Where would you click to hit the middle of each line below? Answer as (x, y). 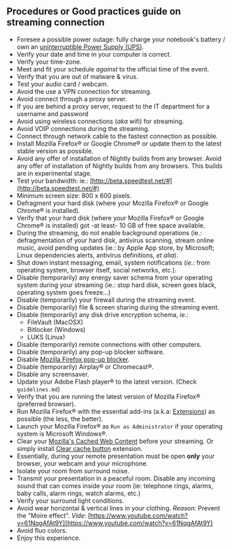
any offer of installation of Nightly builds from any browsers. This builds (119, 166)
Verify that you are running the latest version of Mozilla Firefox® (108, 396)
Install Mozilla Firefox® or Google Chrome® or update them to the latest (119, 144)
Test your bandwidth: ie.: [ (54, 181)
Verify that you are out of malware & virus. (77, 76)
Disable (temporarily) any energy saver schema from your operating (114, 277)
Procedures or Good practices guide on (94, 12)
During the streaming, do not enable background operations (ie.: (109, 232)
